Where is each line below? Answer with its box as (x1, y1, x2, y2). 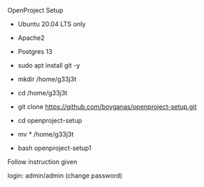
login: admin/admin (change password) (7, 171, 123, 180)
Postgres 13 (17, 48, 53, 55)
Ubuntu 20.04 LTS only (17, 20, 86, 28)
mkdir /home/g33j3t (17, 75, 77, 83)
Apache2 (17, 33, 45, 42)
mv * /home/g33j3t (17, 130, 74, 138)
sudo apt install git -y (17, 61, 81, 70)
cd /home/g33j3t (17, 89, 68, 97)
